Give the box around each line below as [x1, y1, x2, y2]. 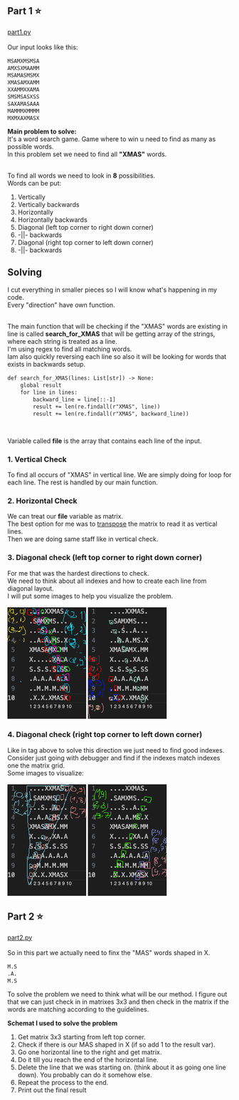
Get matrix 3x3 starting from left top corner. [17, 1032, 146, 1041]
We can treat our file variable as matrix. [7, 512, 123, 521]
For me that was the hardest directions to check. [7, 569, 149, 577]
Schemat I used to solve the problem [7, 1019, 118, 1027]
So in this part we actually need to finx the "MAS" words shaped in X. [7, 948, 211, 957]
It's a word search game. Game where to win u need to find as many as [7, 134, 216, 143]
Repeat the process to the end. [17, 1078, 109, 1086]
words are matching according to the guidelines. [7, 1004, 149, 1014]
